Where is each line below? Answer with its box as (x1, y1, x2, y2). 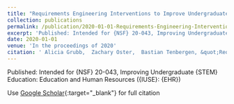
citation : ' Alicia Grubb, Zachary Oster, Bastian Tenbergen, (7, 49, 198, 56)
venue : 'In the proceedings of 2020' (7, 42, 117, 49)
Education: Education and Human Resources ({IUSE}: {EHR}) (7, 75, 181, 83)
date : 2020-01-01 (7, 36, 58, 43)
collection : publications (7, 17, 82, 24)
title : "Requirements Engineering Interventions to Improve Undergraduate (7, 10, 229, 17)
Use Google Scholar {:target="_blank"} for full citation (7, 88, 160, 97)
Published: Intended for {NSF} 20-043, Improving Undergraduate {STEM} (7, 67, 218, 76)
